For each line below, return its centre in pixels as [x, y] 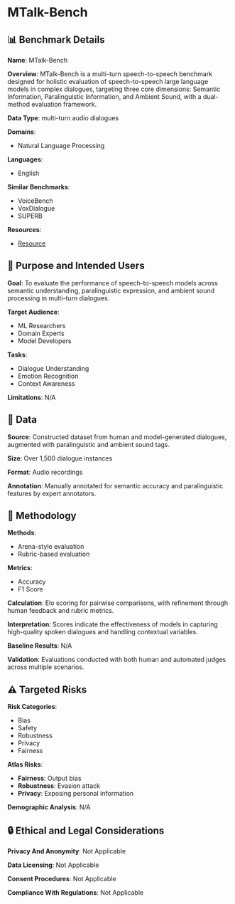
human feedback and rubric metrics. [61, 611]
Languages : [25, 159]
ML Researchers [42, 325]
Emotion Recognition [48, 376]
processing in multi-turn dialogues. [59, 298]
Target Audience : [33, 312]
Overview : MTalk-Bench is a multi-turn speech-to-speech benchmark [110, 74]
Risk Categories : [32, 707]
